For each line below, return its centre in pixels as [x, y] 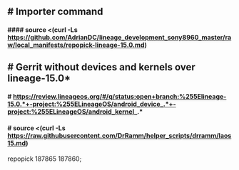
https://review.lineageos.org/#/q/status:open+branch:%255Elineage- [120, 96]
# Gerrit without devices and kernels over [101, 67]
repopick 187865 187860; [45, 159]
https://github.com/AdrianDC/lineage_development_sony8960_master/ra [119, 37]
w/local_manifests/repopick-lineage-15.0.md [76, 45]
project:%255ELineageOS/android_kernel [71, 111]
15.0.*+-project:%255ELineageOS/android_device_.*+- [92, 104]
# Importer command [55, 12]
